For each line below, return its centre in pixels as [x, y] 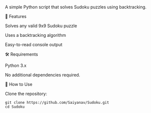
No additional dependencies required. [43, 75]
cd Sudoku [15, 107]
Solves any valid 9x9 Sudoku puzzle [41, 26]
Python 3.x [16, 65]
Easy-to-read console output [34, 45]
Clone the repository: [26, 94]
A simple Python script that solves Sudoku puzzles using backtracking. [76, 7]
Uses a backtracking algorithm [36, 35]
